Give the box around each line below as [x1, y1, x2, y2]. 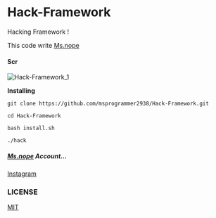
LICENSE [7, 187, 39, 197]
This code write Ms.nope [7, 41, 80, 49]
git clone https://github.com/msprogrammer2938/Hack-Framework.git [7, 100, 210, 108]
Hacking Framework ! [7, 27, 70, 36]
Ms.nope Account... [7, 152, 68, 160]
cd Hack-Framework [7, 113, 61, 120]
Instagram [7, 169, 37, 178]
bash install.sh [7, 124, 55, 132]
